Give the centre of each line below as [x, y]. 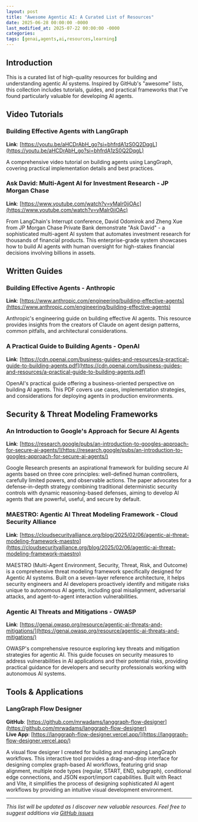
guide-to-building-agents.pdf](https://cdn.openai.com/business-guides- [94, 365]
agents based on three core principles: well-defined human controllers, [93, 474]
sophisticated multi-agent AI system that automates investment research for [98, 234]
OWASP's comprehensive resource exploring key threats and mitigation [93, 649]
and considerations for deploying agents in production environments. [90, 395]
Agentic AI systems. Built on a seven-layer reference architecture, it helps [95, 577]
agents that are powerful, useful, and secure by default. [74, 499]
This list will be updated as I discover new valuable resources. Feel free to [96, 807]
